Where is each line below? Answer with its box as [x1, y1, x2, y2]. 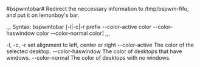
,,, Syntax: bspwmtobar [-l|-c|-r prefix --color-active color [6, 24, 152, 30]
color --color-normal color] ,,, [36, 30, 111, 37]
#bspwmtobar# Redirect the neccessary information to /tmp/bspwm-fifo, [6, 5, 189, 12]
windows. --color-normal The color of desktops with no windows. [6, 54, 171, 61]
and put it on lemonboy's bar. [6, 11, 80, 19]
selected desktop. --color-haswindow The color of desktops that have [6, 48, 182, 55]
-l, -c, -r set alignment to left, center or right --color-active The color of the [6, 42, 195, 48]
